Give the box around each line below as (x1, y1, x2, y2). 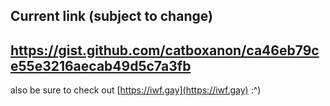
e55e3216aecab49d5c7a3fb (10, 57, 192, 74)
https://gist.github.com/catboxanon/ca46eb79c (10, 42, 320, 59)
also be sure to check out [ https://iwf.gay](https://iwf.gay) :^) (10, 84, 262, 96)
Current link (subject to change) (10, 8, 213, 25)
